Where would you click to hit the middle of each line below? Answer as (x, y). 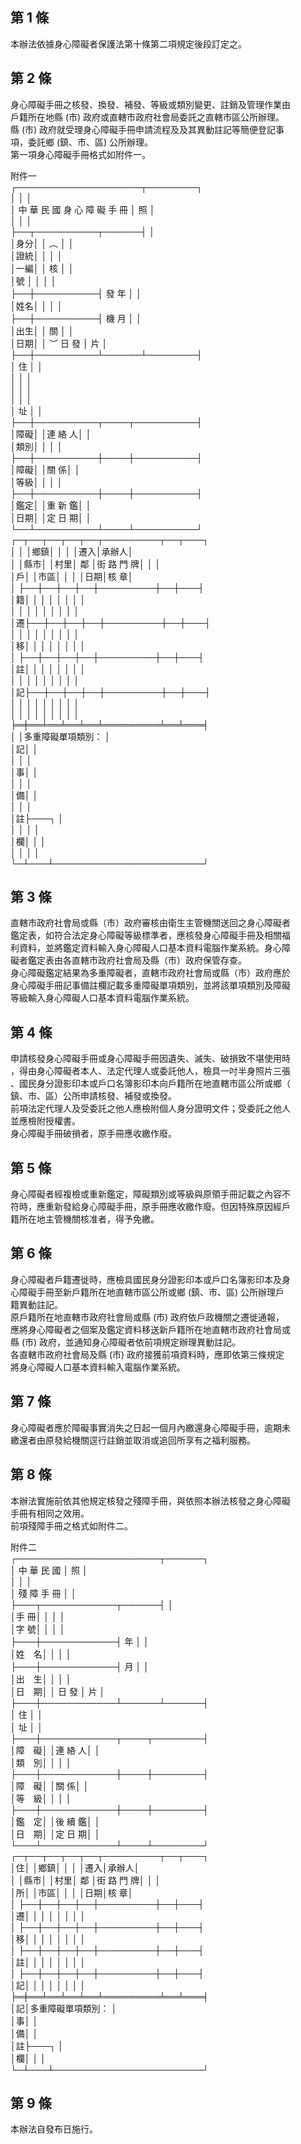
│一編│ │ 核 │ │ (42, 268)
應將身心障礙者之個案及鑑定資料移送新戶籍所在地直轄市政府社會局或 (150, 1329)
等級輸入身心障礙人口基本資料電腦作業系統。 (102, 998)
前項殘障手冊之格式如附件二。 (71, 1525)
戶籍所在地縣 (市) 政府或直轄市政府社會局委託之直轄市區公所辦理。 (147, 117)
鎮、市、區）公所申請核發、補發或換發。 (93, 1096)
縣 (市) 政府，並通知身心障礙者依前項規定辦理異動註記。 (126, 1342)
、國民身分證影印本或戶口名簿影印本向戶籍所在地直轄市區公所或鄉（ (150, 1084)
